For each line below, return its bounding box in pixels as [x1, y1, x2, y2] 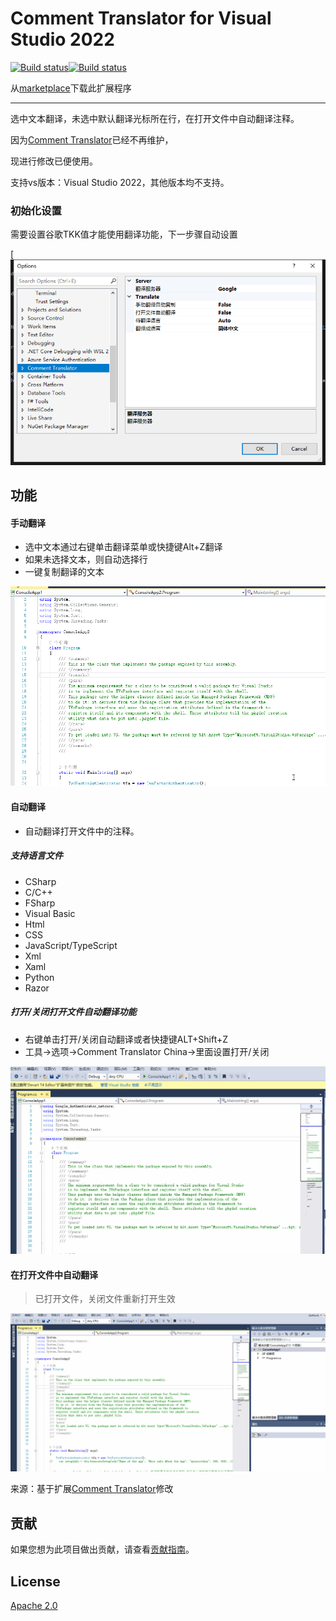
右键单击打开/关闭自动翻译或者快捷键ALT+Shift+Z [24, 1033, 229, 1045]
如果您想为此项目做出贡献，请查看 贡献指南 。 [10, 1543, 195, 1556]
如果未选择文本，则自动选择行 [24, 553, 148, 566]
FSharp [24, 897, 56, 909]
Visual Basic [24, 907, 76, 919]
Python [24, 971, 55, 983]
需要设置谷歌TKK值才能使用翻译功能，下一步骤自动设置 [10, 228, 238, 241]
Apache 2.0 [10, 1600, 58, 1612]
